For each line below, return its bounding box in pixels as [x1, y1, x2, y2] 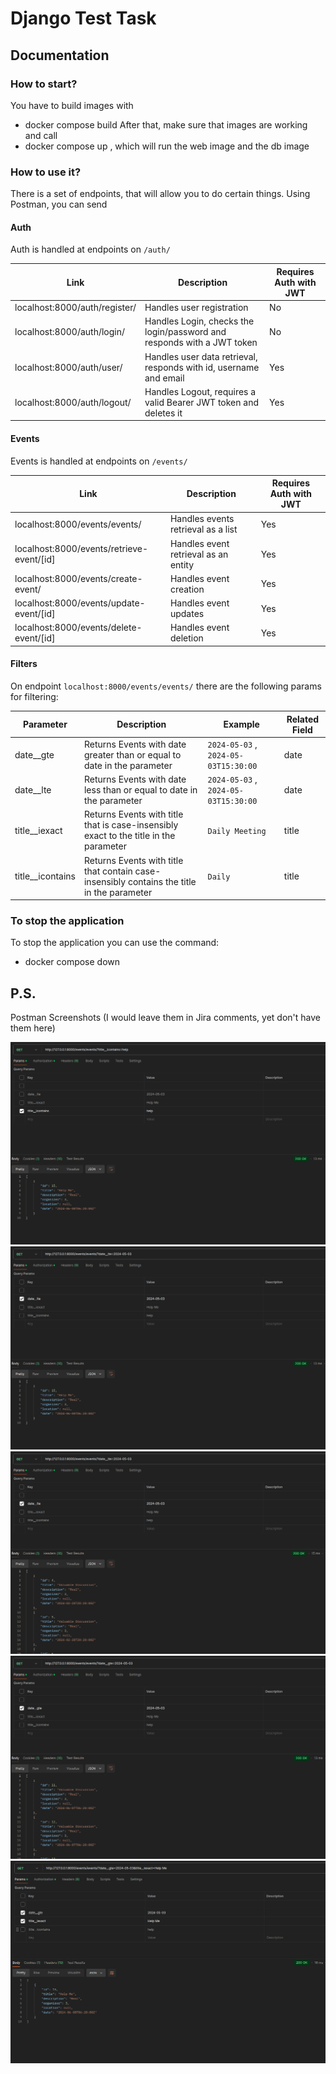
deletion [169, 632, 204, 644]
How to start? [10, 77, 78, 91]
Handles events [169, 513, 235, 525]
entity [169, 558, 195, 571]
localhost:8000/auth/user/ [14, 361, 123, 373]
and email [144, 372, 185, 384]
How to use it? [10, 165, 82, 179]
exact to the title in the [83, 830, 176, 842]
